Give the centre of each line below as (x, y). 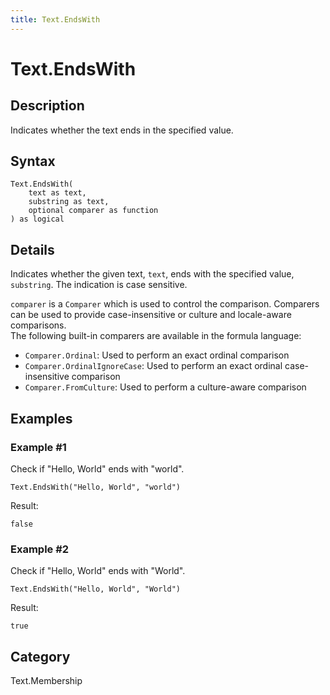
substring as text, (69, 202)
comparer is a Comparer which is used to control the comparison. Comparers (165, 304)
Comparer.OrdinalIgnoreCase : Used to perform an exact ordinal (153, 366)
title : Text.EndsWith (55, 19)
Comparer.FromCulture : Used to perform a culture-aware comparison (165, 387)
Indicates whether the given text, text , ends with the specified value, (152, 274)
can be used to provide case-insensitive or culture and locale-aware (151, 315)
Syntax (33, 161)
